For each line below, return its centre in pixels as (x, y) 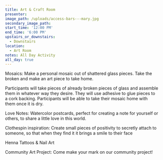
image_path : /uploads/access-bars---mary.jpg (52, 19)
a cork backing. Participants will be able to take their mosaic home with (76, 99)
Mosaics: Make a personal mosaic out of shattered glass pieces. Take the (79, 73)
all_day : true (19, 60)
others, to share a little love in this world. (46, 118)
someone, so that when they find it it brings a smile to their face (69, 133)
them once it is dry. (24, 104)
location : (15, 46)
